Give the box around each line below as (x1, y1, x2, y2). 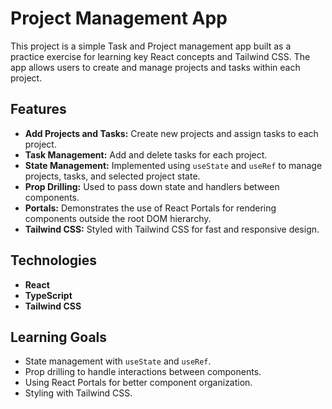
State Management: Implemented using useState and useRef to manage (24, 159, 323, 171)
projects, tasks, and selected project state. (24, 170, 201, 182)
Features (10, 101, 67, 118)
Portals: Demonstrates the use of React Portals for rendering (24, 202, 277, 214)
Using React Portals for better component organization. (24, 377, 253, 389)
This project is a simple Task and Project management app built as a (10, 40, 292, 52)
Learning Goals (10, 328, 108, 346)
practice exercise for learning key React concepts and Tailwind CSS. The (10, 50, 311, 62)
